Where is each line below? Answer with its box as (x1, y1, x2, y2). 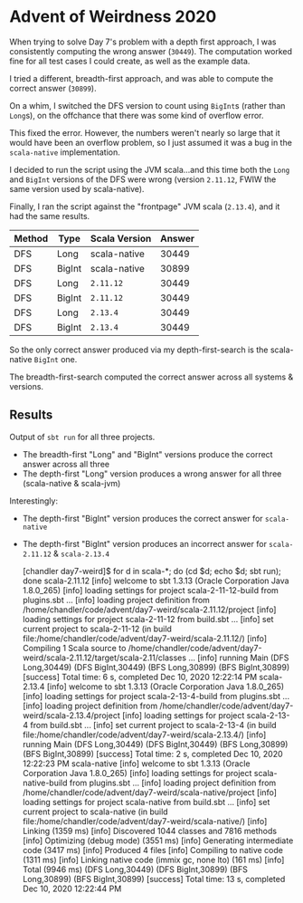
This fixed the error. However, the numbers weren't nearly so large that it (9, 127, 280, 138)
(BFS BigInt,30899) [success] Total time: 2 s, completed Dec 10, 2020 (22, 748, 283, 759)
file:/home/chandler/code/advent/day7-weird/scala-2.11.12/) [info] (22, 632, 268, 644)
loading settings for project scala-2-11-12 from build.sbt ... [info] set (22, 613, 274, 624)
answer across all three (22, 458, 110, 469)
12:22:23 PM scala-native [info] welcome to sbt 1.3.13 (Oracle (22, 758, 251, 769)
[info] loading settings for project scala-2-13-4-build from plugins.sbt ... (22, 690, 290, 701)
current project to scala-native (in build (22, 806, 169, 817)
